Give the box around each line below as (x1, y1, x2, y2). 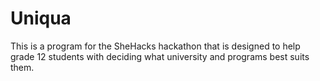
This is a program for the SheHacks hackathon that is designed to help (10, 40, 301, 52)
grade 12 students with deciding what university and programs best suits (10, 50, 310, 62)
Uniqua (10, 7, 72, 30)
